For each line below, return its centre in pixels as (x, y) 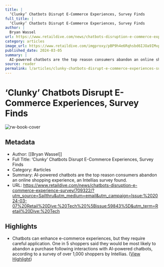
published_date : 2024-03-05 (34, 50)
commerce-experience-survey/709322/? (53, 190)
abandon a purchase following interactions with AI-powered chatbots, (82, 248)
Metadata (20, 142)
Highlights (21, 227)
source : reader (20, 64)
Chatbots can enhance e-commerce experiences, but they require (79, 238)
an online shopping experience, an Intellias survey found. (70, 180)
